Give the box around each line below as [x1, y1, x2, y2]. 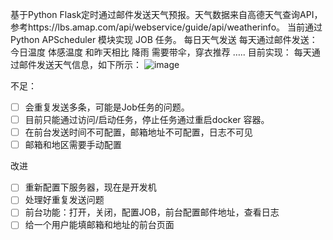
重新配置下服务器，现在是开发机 [24, 181, 157, 193]
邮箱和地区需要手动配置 [24, 139, 122, 151]
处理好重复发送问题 [24, 194, 105, 206]
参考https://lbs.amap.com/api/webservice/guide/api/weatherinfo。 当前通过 [10, 21, 323, 33]
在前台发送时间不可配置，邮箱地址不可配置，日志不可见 [24, 126, 253, 138]
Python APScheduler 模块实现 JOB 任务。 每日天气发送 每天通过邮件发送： [10, 34, 318, 45]
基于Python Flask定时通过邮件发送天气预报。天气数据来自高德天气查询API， [10, 9, 323, 20]
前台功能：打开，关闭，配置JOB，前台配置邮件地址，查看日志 [24, 206, 280, 218]
